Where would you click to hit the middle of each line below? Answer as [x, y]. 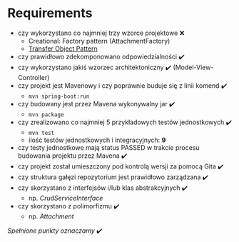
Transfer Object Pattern [63, 49]
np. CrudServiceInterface [66, 198]
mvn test [41, 133]
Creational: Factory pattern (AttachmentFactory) [99, 41]
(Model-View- [193, 67]
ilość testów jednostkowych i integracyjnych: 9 [97, 140]
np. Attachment [51, 216]
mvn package [46, 115]
